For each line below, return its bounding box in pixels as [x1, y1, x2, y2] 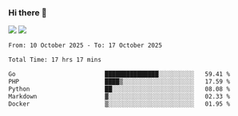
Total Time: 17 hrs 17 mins [8, 56, 102, 64]
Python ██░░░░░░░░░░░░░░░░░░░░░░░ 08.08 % [8, 85, 230, 93]
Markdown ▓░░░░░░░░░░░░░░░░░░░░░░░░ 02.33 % [8, 92, 230, 100]
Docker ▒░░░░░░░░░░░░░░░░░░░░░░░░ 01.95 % [8, 99, 230, 108]
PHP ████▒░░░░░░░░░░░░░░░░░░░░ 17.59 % [8, 77, 230, 86]
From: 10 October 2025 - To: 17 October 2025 [8, 41, 162, 50]
